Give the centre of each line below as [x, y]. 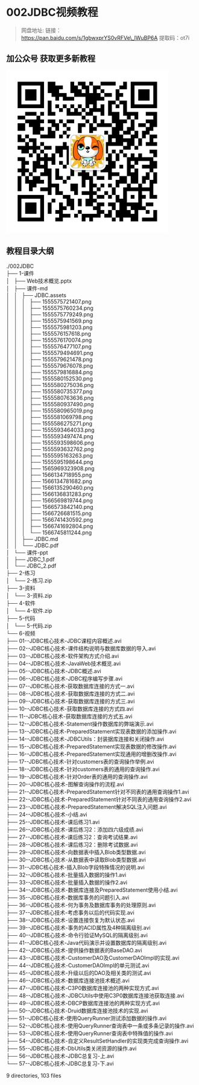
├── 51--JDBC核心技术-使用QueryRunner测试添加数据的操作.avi [87, 1018]
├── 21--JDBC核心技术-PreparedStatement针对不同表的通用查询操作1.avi [98, 792]
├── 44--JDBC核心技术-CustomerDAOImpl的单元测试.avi [78, 965]
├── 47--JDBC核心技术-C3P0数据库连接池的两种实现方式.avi [83, 988]
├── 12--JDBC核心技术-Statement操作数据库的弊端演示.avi [80, 724]
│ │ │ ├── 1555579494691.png [50, 353]
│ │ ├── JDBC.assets [36, 295]
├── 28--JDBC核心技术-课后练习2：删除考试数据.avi [72, 844]
